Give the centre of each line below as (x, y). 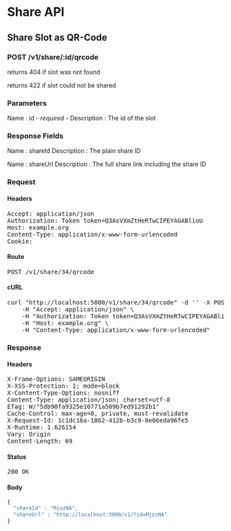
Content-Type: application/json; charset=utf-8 (89, 400)
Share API (36, 12)
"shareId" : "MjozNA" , (46, 508)
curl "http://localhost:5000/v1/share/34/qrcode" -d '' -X (109, 303)
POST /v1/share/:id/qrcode (53, 57)
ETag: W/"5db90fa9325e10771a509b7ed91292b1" (84, 407)
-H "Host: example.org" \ (65, 323)
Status (17, 457)
